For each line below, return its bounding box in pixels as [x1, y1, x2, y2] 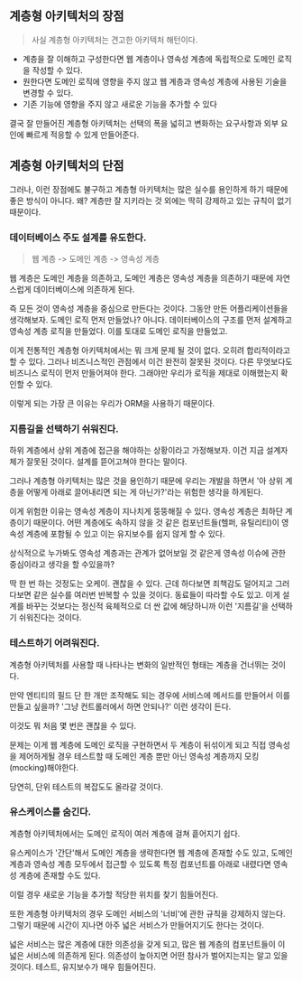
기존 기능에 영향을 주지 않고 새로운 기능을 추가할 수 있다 [22, 98, 218, 109]
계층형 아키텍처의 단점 [9, 158, 124, 173]
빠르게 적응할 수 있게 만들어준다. [25, 129, 140, 140]
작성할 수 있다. [32, 64, 83, 75]
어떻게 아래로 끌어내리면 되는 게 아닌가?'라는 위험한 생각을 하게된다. [25, 487, 264, 498]
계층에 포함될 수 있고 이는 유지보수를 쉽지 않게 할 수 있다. [25, 528, 225, 539]
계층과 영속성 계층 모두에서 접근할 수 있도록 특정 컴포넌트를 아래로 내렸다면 [9, 858, 272, 869]
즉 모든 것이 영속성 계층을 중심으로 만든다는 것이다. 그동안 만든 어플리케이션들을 [9, 303, 288, 313]
